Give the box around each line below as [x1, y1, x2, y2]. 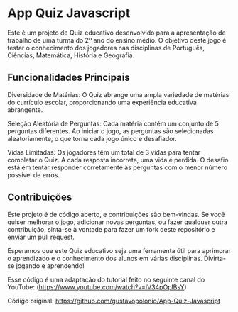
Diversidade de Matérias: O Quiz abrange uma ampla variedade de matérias [7, 90, 229, 99]
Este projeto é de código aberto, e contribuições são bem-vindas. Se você [7, 210, 225, 218]
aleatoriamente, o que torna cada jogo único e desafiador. [7, 134, 178, 143]
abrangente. [7, 105, 43, 114]
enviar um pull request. [7, 233, 75, 241]
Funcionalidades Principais [7, 72, 130, 84]
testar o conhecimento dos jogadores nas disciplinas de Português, [7, 43, 205, 52]
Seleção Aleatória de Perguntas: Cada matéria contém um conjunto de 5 [7, 119, 219, 128]
